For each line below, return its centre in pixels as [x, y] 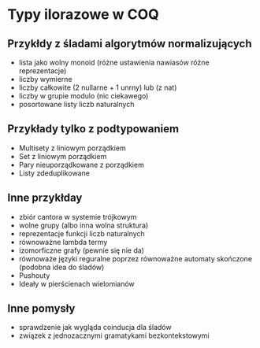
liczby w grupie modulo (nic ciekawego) [84, 96]
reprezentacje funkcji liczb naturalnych [82, 233]
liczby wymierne [45, 79]
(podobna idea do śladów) [61, 267]
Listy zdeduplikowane [54, 173]
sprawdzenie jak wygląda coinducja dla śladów [95, 328]
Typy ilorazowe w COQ [83, 15]
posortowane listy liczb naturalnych [76, 104]
